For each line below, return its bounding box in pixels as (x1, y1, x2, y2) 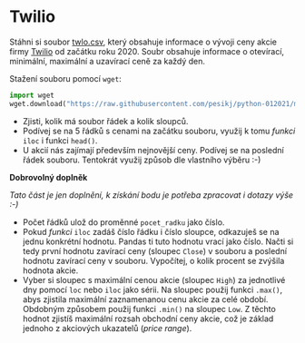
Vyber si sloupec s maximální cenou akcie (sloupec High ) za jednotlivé (22, 274, 286, 285)
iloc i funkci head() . (22, 134, 98, 146)
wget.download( (9, 99, 67, 108)
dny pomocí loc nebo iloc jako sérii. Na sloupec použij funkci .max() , (22, 284, 283, 295)
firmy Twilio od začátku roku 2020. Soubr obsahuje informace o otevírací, (9, 45, 284, 56)
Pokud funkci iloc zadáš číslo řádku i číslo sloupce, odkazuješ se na (22, 226, 280, 237)
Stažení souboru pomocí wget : (9, 73, 122, 83)
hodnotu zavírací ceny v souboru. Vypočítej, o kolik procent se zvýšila (22, 255, 285, 266)
